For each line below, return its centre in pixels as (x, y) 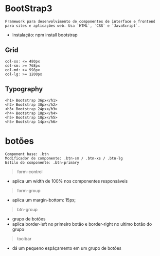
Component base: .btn (27, 154)
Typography (24, 89)
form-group (29, 190)
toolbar (24, 238)
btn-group (27, 209)
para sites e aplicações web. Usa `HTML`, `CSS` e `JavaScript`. (72, 26)
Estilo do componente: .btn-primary (42, 162)
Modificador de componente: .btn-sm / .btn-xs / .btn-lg (64, 158)
